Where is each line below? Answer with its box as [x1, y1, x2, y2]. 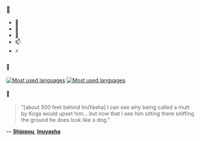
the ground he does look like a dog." [20, 116, 110, 123]
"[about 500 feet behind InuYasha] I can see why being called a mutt [20, 103, 190, 111]
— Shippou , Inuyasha [6, 128, 61, 135]
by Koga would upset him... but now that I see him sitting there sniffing [20, 110, 195, 117]
